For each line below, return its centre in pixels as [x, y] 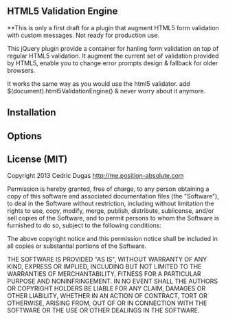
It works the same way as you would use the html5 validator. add [99, 83]
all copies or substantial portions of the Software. [77, 246]
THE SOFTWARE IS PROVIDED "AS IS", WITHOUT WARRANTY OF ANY [107, 260]
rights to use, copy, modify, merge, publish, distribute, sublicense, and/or [111, 211]
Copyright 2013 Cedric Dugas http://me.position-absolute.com [95, 176]
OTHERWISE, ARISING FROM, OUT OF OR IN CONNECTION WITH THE [107, 303]
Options [25, 136]
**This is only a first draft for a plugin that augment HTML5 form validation [113, 27]
